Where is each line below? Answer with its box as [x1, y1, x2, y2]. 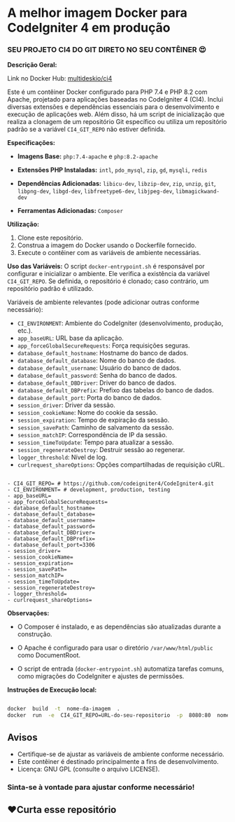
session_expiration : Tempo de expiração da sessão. [17, 416, 170, 425]
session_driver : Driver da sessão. [17, 401, 115, 409]
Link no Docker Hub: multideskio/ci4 [7, 74, 113, 83]
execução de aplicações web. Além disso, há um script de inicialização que [7, 110, 225, 118]
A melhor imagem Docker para [7, 5, 187, 21]
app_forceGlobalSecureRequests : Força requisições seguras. [17, 341, 190, 350]
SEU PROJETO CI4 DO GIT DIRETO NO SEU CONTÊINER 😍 [7, 45, 206, 55]
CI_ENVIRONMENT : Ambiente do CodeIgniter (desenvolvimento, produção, [17, 319, 224, 327]
